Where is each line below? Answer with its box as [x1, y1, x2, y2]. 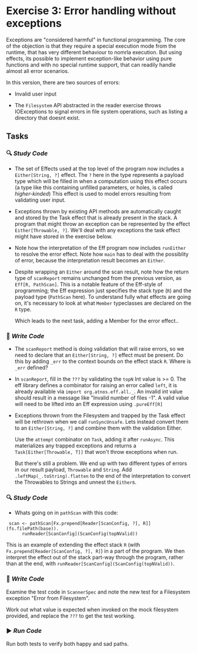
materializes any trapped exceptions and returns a [14, 442, 136, 449]
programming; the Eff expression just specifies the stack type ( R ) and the [14, 287, 192, 294]
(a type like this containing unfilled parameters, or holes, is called [14, 184, 173, 191]
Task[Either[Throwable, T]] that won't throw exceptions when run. [14, 448, 178, 455]
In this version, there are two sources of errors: [6, 78, 121, 86]
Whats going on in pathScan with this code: [14, 509, 119, 516]
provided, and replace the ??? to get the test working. [6, 612, 135, 619]
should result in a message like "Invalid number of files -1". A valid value [14, 394, 189, 401]
